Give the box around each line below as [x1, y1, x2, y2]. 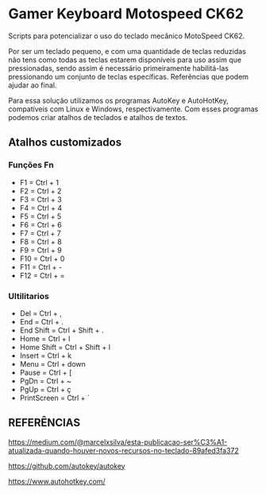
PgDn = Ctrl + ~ [19, 375, 71, 386]
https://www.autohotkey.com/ [8, 476, 106, 486]
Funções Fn [8, 160, 54, 171]
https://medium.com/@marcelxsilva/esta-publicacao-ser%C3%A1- [8, 437, 228, 446]
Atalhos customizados [8, 136, 121, 150]
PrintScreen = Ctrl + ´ [19, 393, 90, 403]
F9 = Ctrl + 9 [19, 245, 62, 255]
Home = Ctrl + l [19, 333, 71, 343]
